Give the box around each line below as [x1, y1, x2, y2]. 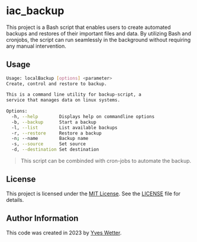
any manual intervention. [6, 42, 67, 50]
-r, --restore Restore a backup [11, 130, 102, 136]
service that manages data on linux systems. [6, 97, 120, 103]
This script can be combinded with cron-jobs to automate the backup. [20, 158, 192, 164]
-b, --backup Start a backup [11, 119, 96, 125]
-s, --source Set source [11, 141, 86, 147]
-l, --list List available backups [11, 125, 118, 130]
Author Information [6, 214, 79, 224]
